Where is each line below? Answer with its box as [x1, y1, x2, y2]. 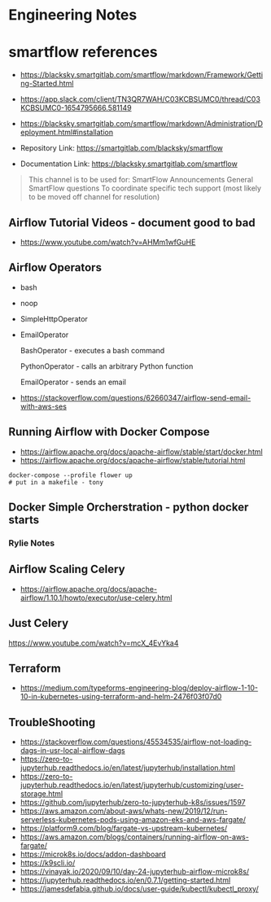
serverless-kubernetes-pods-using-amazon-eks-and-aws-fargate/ [20, 815, 247, 825]
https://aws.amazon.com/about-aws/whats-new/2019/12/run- [20, 806, 228, 816]
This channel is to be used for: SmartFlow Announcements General [28, 175, 254, 185]
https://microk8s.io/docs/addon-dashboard [20, 849, 167, 860]
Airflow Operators [8, 261, 102, 274]
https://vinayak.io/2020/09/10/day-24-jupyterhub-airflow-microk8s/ [20, 867, 250, 877]
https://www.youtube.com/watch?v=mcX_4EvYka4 [8, 637, 179, 648]
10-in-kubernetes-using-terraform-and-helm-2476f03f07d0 [20, 692, 222, 702]
